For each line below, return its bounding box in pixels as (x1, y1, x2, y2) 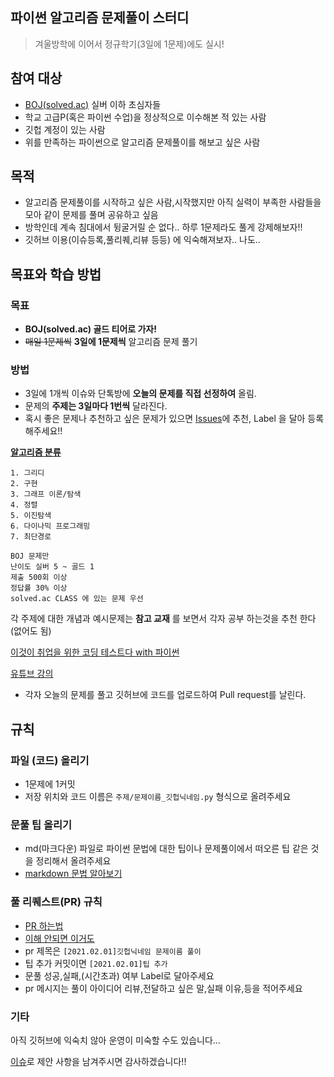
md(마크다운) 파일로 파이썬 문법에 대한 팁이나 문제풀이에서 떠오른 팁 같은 (24, 843, 309, 855)
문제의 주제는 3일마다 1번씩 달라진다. (24, 400, 168, 412)
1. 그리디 (10, 468, 45, 478)
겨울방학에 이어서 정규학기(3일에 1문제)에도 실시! (34, 38, 225, 50)
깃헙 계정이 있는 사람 (24, 123, 106, 135)
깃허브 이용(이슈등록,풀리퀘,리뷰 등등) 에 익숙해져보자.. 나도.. (24, 234, 261, 246)
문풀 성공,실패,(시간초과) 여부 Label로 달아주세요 (24, 969, 215, 982)
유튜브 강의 (10, 668, 54, 680)
